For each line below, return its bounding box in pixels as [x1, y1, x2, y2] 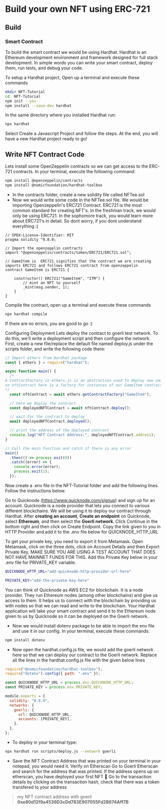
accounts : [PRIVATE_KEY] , [18, 717, 72, 721]
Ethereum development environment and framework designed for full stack [5, 54, 158, 60]
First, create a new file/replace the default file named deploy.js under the [5, 340, 153, 347]
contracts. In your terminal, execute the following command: [13, 169, 136, 175]
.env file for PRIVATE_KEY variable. [5, 559, 77, 565]
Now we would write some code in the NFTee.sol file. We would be [12, 197, 149, 203]
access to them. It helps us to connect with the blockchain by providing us [5, 597, 157, 603]
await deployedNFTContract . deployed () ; [9, 419, 92, 424]
